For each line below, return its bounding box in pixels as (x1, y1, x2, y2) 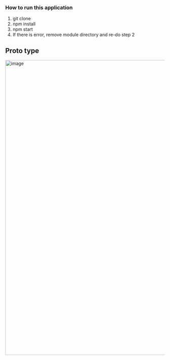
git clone (12, 16, 31, 22)
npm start (12, 26, 33, 32)
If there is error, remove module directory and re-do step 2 (12, 32, 135, 38)
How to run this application (5, 4, 73, 11)
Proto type (5, 46, 39, 55)
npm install (12, 21, 36, 27)
